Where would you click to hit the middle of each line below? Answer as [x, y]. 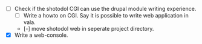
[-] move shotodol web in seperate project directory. [89, 29]
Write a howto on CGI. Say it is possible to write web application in [106, 16]
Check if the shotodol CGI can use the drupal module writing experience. [105, 9]
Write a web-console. [41, 35]
